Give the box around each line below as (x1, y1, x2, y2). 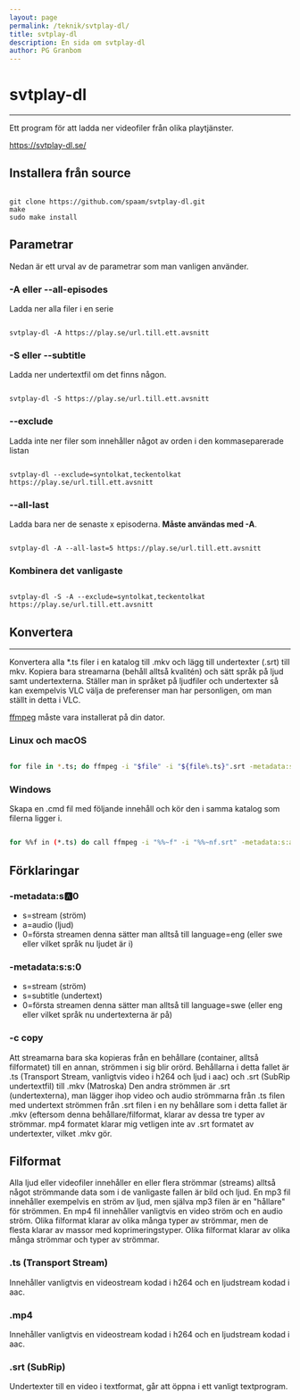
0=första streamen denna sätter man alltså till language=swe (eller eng (21, 1000, 283, 1011)
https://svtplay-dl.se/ (9, 140, 87, 151)
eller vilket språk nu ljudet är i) (21, 938, 134, 949)
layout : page (9, 12, 58, 22)
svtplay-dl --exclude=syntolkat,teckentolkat (9, 470, 181, 479)
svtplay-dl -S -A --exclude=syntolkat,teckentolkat (9, 593, 205, 602)
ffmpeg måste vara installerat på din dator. (9, 712, 165, 722)
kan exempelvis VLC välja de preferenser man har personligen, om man (9, 685, 272, 696)
